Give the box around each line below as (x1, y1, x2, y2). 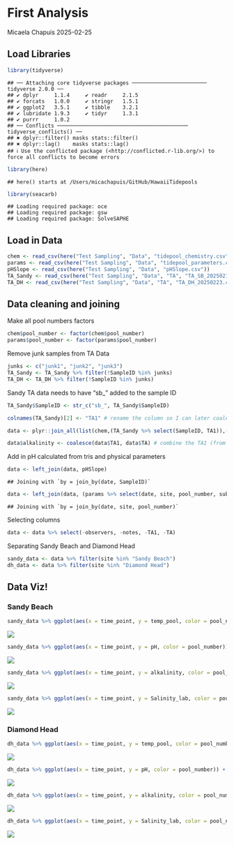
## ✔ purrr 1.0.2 (7, 116, 70, 123)
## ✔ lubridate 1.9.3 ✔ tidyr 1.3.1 (7, 110, 139, 117)
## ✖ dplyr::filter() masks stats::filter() (7, 134, 139, 141)
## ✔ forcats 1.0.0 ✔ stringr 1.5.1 (7, 98, 139, 105)
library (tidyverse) (7, 66, 64, 74)
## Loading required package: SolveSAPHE (7, 215, 130, 223)
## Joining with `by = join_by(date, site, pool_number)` (7, 504, 179, 510)
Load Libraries (7, 48, 71, 60)
